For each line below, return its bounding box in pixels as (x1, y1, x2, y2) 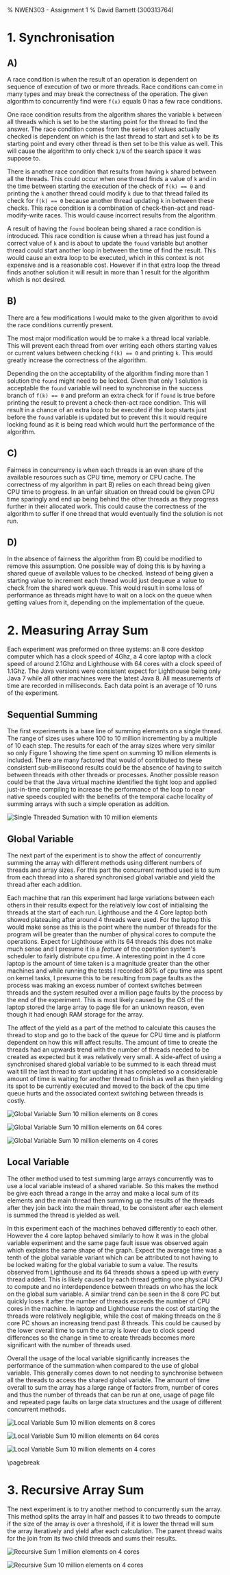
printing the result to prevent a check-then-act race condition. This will (7, 398, 207, 407)
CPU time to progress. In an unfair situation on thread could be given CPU (7, 487, 216, 496)
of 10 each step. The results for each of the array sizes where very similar (7, 742, 215, 750)
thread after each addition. (7, 881, 82, 888)
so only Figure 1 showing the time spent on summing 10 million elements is (7, 749, 217, 757)
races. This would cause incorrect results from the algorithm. (44, 211, 218, 219)
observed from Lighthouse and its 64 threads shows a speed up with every (7, 1268, 219, 1276)
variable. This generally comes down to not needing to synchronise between (7, 1369, 223, 1377)
